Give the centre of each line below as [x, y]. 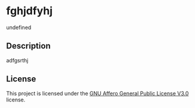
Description [28, 46]
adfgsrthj [17, 60]
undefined [19, 27]
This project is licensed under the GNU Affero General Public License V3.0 [97, 93]
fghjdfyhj [29, 11]
